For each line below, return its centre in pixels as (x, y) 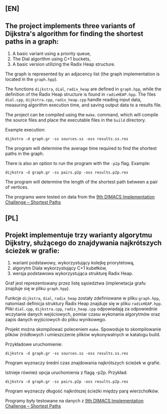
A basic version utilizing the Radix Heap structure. (64, 64)
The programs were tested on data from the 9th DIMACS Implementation (80, 197)
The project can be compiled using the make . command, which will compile (82, 115)
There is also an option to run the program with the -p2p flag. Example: (78, 164)
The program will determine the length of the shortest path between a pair (82, 182)
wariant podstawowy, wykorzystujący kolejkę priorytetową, (73, 263)
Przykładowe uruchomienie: (34, 344)
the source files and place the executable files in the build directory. (75, 120)
